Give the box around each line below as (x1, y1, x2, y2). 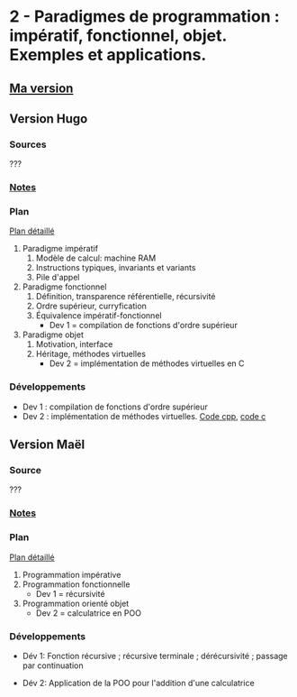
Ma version (9, 80, 74, 96)
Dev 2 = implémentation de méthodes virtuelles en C (49, 358, 245, 369)
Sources (9, 138, 47, 151)
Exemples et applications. (9, 45, 207, 65)
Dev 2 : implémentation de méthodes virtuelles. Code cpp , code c (22, 410, 266, 421)
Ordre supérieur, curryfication (35, 300, 147, 312)
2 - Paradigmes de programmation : (9, 6, 281, 27)
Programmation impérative (22, 569, 121, 580)
